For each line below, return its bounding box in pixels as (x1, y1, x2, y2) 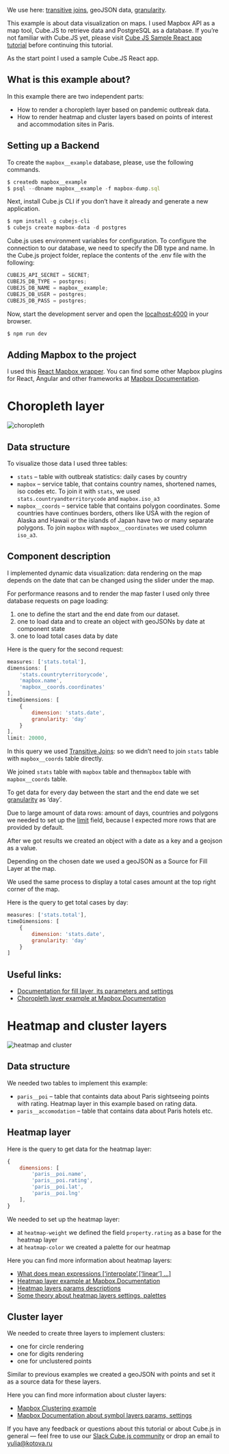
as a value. (7, 844, 38, 852)
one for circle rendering (16, 1342, 84, 1351)
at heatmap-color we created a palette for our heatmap (16, 1243, 171, 1251)
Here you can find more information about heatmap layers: (7, 1256, 172, 1264)
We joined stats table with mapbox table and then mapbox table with (7, 767, 191, 776)
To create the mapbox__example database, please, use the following (7, 158, 193, 167)
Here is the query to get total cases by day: (7, 898, 129, 907)
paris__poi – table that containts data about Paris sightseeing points (16, 1092, 210, 1100)
